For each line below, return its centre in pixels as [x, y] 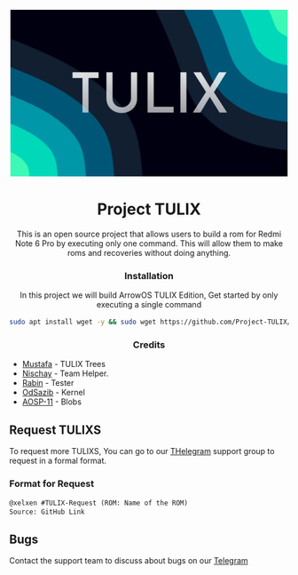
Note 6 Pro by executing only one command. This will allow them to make [149, 243]
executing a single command [149, 305]
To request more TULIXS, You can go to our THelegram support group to [142, 451]
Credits [149, 345]
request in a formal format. [58, 461]
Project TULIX [149, 209]
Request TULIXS [55, 430]
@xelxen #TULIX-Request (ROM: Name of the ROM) [99, 503]
